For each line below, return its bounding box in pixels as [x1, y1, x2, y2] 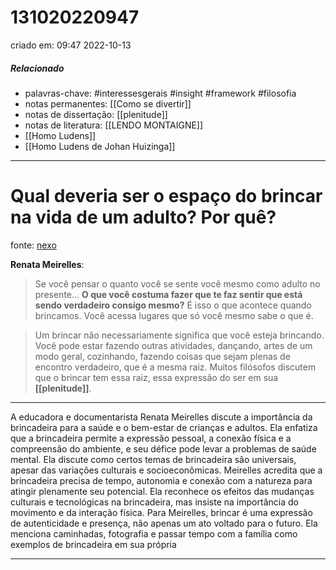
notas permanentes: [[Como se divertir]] [24, 97, 192, 110]
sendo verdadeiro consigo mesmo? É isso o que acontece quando [34, 299, 312, 311]
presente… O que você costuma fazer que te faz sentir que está [34, 288, 303, 300]
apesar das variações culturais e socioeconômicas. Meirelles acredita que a [10, 464, 323, 476]
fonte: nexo [10, 239, 57, 251]
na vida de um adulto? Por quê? [10, 206, 277, 229]
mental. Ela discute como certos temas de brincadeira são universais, [10, 453, 297, 465]
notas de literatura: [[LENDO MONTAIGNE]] [24, 119, 204, 131]
